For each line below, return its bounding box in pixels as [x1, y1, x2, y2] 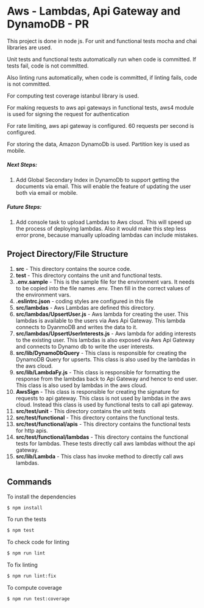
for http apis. [15, 427, 48, 434]
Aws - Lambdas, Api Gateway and [7, 4, 181, 18]
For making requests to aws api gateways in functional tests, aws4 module [7, 103, 194, 111]
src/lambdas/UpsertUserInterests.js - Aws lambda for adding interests [15, 330, 197, 337]
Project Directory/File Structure [7, 249, 128, 259]
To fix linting [7, 561, 38, 568]
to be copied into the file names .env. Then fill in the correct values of [15, 284, 191, 292]
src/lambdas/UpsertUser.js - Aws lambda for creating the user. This [15, 310, 189, 318]
